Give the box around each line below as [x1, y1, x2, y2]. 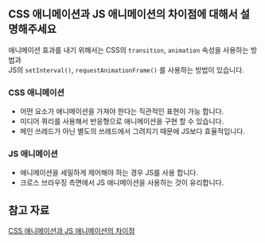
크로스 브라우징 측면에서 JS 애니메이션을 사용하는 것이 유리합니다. [19, 178, 224, 187]
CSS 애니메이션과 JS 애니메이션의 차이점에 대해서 [8, 7, 239, 22]
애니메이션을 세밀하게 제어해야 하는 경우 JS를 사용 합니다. [19, 168, 199, 178]
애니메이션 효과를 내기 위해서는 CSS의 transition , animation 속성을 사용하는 [8, 45, 249, 54]
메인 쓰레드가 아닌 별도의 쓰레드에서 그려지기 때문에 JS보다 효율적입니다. [19, 127, 245, 136]
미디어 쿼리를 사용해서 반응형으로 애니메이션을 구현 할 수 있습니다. [19, 116, 224, 126]
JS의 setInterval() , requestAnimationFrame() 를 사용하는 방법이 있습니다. [8, 65, 244, 74]
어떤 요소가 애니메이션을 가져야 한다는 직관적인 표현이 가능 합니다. [19, 107, 224, 116]
